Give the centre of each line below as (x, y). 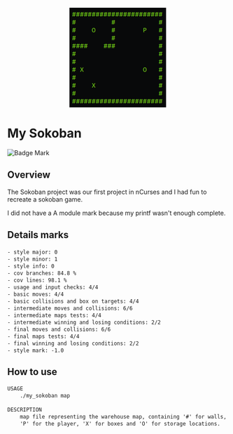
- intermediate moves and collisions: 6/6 (70, 308)
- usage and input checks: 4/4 (53, 287)
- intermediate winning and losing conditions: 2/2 (84, 322)
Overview (29, 175)
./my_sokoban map (45, 396)
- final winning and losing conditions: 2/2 (73, 343)
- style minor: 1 (33, 259)
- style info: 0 (31, 266)
